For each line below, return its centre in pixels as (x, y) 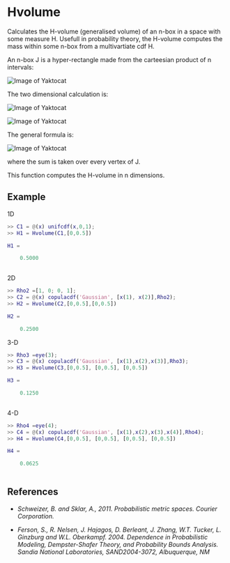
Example (26, 197)
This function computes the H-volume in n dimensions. (86, 175)
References (33, 492)
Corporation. (36, 516)
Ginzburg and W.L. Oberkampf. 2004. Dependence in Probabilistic (112, 537)
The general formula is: (41, 134)
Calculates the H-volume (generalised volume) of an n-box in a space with (114, 31)
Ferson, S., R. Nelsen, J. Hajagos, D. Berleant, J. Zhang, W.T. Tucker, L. (119, 530)
